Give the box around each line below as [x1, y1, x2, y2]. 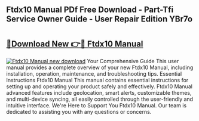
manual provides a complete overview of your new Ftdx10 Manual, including [6, 64, 194, 71]
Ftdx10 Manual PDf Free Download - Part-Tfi [6, 5, 174, 15]
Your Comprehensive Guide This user [86, 58, 179, 64]
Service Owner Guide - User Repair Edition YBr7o [6, 14, 193, 24]
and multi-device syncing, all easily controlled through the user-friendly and [6, 95, 193, 103]
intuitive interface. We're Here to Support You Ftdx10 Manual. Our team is [6, 102, 187, 109]
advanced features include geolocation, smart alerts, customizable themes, [6, 89, 192, 96]
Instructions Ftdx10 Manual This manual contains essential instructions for [6, 77, 189, 83]
